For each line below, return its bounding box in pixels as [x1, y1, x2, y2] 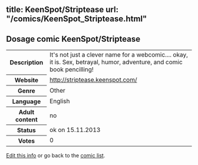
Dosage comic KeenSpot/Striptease [6, 34, 140, 44]
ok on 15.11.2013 [49, 126, 101, 134]
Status [16, 126, 37, 134]
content [15, 115, 38, 123]
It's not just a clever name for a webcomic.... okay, [49, 51, 189, 59]
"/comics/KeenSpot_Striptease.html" [6, 14, 147, 24]
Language [12, 97, 41, 105]
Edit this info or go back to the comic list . [6, 151, 105, 159]
